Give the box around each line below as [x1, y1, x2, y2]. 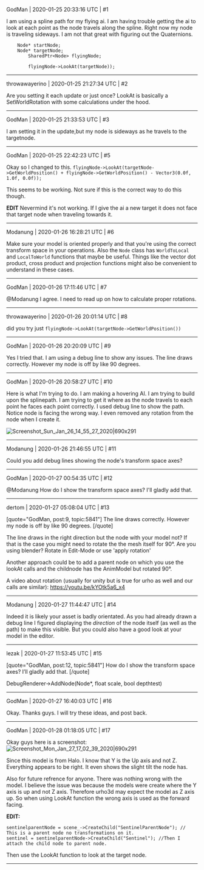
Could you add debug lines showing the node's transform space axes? [6, 457, 183, 464]
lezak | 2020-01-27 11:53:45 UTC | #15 [6, 650, 102, 657]
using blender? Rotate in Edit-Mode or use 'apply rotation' [6, 547, 151, 554]
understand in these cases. [6, 266, 75, 273]
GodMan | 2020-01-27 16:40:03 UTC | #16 [6, 697, 112, 704]
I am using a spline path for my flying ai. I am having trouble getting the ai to [6, 18, 196, 24]
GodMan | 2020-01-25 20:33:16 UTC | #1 [6, 6, 109, 13]
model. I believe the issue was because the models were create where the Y [6, 782, 197, 789]
